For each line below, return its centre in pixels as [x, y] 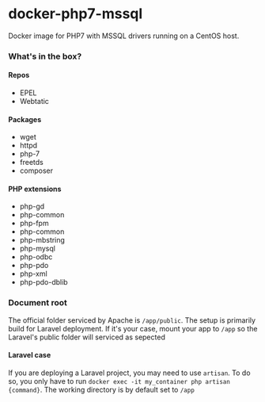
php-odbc [36, 257]
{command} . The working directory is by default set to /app [102, 389]
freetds [31, 163]
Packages [25, 119]
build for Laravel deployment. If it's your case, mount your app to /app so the [133, 328]
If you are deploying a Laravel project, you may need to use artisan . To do [129, 373]
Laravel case [30, 355]
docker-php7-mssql [76, 14]
